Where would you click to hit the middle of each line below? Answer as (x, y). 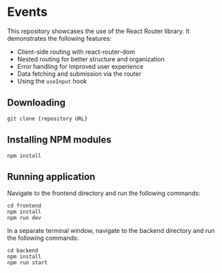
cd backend (23, 251)
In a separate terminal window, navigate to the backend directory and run (111, 231)
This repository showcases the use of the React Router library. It (98, 31)
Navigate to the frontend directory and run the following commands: (104, 193)
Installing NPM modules (59, 140)
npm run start (28, 263)
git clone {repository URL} (48, 119)
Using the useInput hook (52, 81)
